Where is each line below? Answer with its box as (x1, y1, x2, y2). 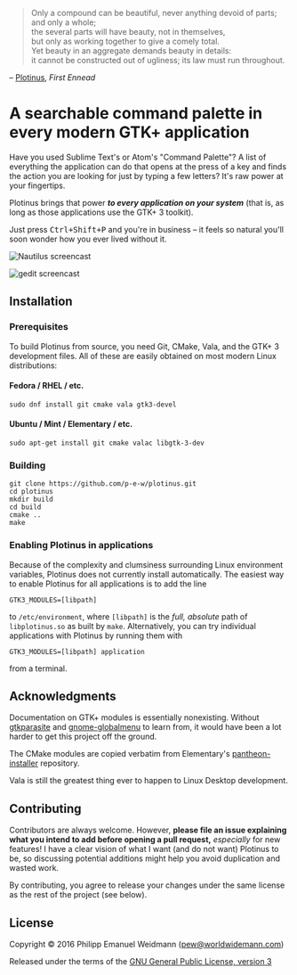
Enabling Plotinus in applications (9, 539, 154, 552)
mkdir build (9, 495, 53, 504)
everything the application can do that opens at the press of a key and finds (9, 160, 287, 172)
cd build (9, 503, 42, 512)
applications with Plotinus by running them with (9, 630, 183, 641)
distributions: (9, 360, 58, 371)
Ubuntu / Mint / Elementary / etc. (9, 419, 133, 430)
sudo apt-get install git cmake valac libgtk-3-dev (9, 438, 205, 448)
